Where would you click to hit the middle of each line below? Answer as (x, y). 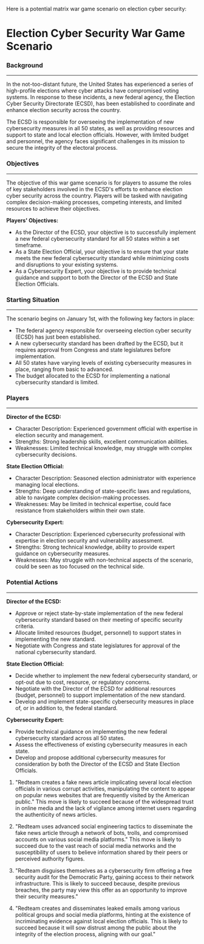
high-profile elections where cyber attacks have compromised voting (93, 91)
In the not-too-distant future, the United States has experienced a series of (100, 84)
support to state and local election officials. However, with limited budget (97, 135)
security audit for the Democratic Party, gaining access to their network (104, 877)
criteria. (25, 626)
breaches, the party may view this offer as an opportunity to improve (101, 890)
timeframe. (29, 245)
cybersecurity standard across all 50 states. (70, 738)
